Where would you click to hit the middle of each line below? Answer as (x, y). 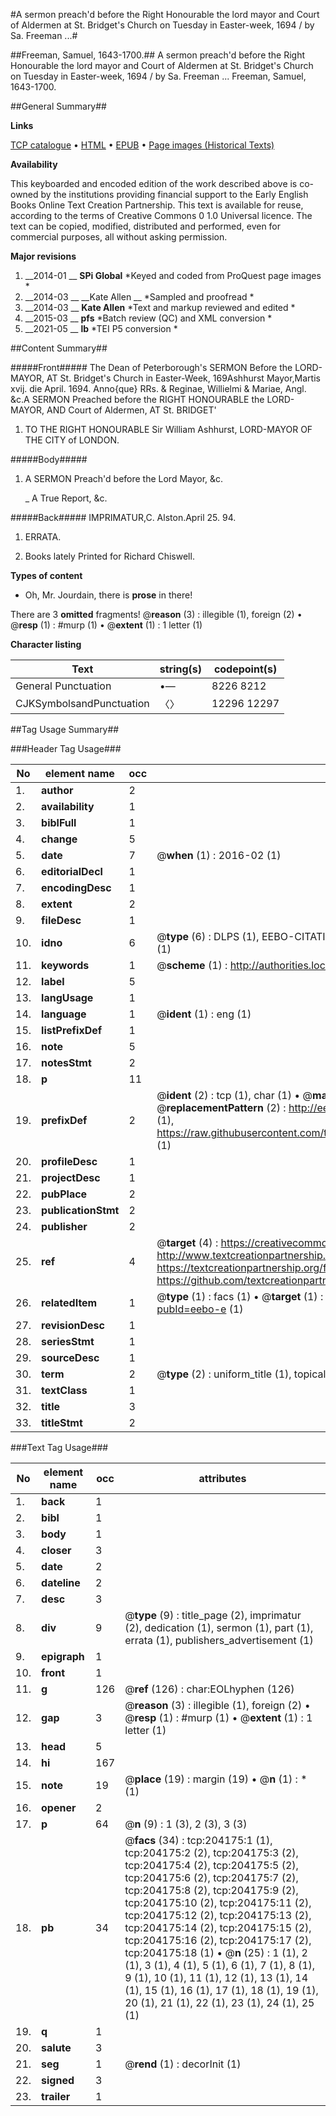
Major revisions (43, 256)
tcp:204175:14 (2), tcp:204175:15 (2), (218, 1927)
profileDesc (69, 1161)
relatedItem (69, 1302)
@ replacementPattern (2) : (221, 1107)
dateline (61, 1582)
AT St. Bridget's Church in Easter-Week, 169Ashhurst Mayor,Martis (183, 378)
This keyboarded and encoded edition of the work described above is (154, 183)
